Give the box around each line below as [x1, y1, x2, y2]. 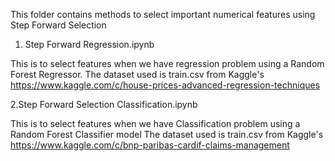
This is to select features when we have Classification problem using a [10, 118, 301, 129]
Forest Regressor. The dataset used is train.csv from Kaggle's [10, 69, 265, 80]
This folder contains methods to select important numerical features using [10, 9, 316, 20]
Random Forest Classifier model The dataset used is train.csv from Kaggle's [10, 129, 324, 140]
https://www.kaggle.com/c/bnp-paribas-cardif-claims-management [10, 139, 290, 151]
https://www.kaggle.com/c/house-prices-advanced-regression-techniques [10, 79, 321, 91]
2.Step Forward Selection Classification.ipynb [10, 99, 198, 110]
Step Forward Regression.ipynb [24, 39, 155, 50]
